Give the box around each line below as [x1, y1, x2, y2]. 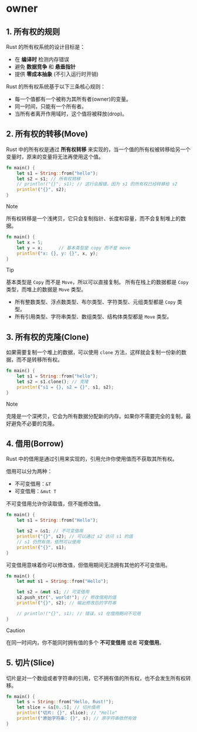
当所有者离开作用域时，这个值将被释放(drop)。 [14, 111, 128, 117]
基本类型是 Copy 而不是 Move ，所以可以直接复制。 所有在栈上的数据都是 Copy [6, 279, 189, 286]
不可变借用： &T [14, 480, 52, 487]
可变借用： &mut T [14, 487, 57, 495]
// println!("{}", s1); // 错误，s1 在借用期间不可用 [16, 610, 141, 616]
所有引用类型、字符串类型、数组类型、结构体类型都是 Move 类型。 [14, 313, 172, 320]
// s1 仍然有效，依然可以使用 [16, 539, 81, 545]
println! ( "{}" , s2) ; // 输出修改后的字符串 [16, 600, 117, 606]
